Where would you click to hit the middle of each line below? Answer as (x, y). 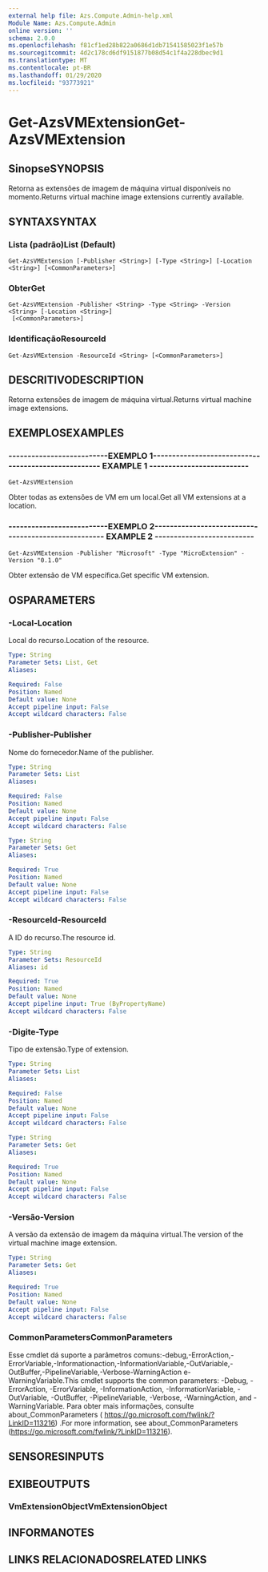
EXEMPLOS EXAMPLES (66, 433)
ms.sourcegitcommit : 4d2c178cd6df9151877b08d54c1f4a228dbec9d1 (116, 53)
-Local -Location (40, 623)
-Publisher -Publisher (50, 735)
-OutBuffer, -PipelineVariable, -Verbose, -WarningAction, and (151, 1397)
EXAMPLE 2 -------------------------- (180, 537)
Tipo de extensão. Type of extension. (69, 1049)
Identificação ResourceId (57, 339)
